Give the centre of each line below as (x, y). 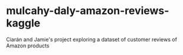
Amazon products (28, 46)
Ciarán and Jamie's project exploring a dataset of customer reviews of (91, 39)
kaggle (23, 23)
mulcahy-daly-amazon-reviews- (88, 11)
